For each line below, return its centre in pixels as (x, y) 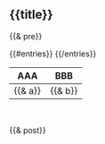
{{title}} (31, 15)
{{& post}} (28, 130)
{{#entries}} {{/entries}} (53, 54)
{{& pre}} (26, 36)
